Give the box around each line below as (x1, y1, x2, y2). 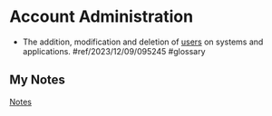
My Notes (9, 72, 66, 88)
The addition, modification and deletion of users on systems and (22, 36, 264, 47)
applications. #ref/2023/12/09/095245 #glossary (22, 45, 206, 56)
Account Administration (9, 6, 193, 27)
